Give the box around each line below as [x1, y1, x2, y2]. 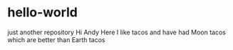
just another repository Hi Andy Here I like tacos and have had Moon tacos [7, 28, 227, 36]
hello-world [7, 4, 78, 21]
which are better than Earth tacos [7, 35, 105, 44]
